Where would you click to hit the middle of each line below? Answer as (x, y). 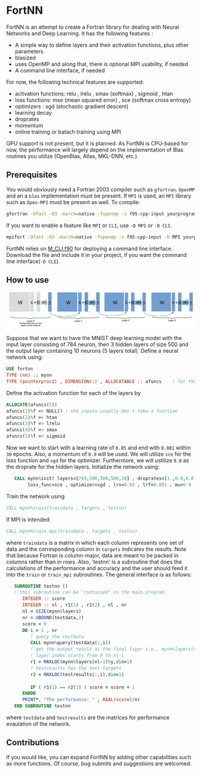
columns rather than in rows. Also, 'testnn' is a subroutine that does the (94, 562)
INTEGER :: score (44, 599)
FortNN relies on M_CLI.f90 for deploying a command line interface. (89, 248)
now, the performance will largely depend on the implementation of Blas (95, 150)
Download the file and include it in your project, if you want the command (97, 254)
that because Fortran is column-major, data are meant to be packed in (92, 555)
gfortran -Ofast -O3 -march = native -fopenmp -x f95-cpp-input (85, 214)
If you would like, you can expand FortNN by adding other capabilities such (99, 757)
